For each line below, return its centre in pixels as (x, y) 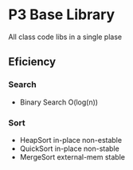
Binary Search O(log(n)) (59, 102)
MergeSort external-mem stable (72, 156)
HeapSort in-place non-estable (70, 140)
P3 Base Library (62, 15)
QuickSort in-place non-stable (69, 148)
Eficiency (32, 62)
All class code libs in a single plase (65, 37)
